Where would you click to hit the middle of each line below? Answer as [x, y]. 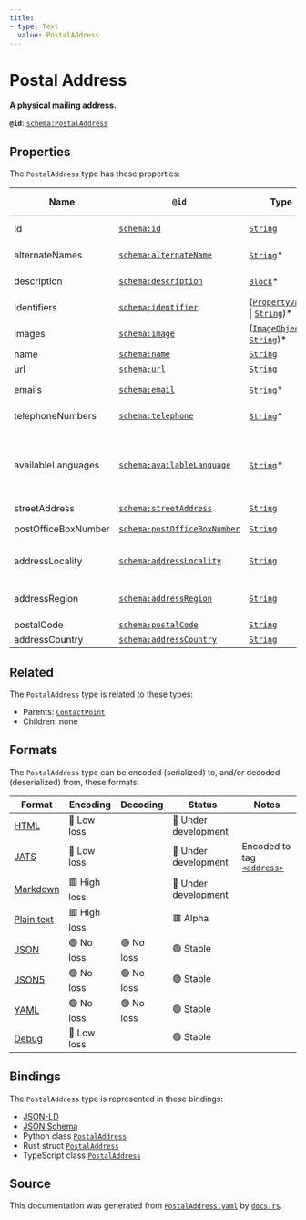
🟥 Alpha [191, 918]
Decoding [142, 805]
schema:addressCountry [167, 640]
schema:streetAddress [165, 509]
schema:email [147, 390]
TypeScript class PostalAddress [82, 1155]
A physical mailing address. [63, 105]
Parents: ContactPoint [64, 711]
